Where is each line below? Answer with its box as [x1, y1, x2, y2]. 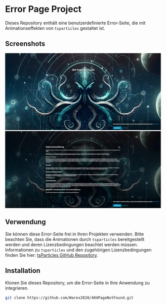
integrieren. [5, 285, 29, 291]
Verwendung [5, 218, 46, 227]
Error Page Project [5, 3, 82, 15]
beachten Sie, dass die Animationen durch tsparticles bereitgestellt [5, 236, 145, 242]
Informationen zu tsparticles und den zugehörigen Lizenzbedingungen [5, 247, 152, 253]
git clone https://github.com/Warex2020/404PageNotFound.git [5, 295, 134, 300]
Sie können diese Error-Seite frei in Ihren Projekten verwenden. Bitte [5, 231, 144, 237]
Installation [5, 267, 41, 275]
